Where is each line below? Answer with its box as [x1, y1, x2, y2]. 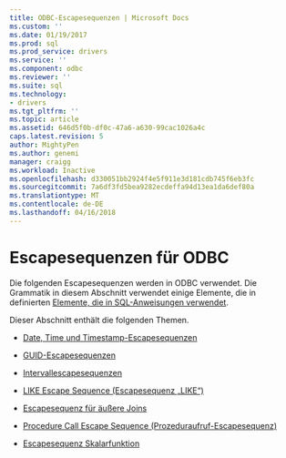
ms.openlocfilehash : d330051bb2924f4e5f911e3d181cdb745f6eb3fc [9, 174, 255, 183]
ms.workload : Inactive [9, 166, 96, 175]
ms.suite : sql [9, 81, 64, 90]
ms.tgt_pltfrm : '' [9, 107, 79, 116]
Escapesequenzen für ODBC [9, 247, 230, 268]
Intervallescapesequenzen [22, 367, 123, 378]
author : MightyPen [9, 140, 79, 149]
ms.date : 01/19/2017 [9, 30, 88, 39]
